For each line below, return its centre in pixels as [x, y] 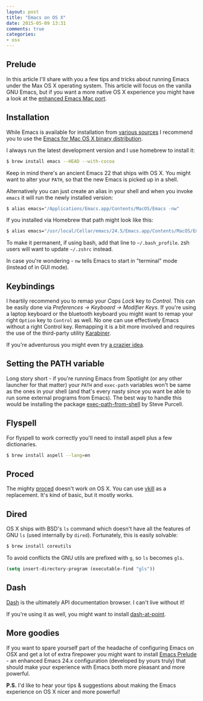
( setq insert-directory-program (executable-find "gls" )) [81, 569]
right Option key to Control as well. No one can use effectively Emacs [93, 320]
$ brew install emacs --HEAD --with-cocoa [60, 161]
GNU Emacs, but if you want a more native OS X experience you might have [101, 92]
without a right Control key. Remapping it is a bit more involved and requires [101, 327]
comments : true [25, 29]
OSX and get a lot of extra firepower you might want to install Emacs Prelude [101, 654]
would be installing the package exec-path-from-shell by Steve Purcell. [95, 404]
